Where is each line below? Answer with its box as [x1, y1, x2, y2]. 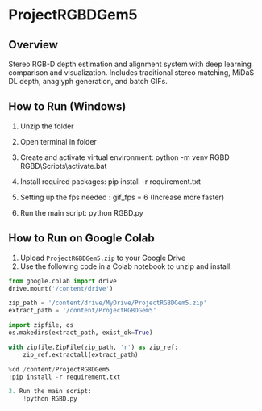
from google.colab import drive [8, 277, 117, 285]
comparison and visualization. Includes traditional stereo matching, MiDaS [8, 68, 255, 78]
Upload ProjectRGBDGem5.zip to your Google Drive [19, 253, 186, 262]
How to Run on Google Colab [8, 232, 155, 245]
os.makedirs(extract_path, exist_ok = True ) [8, 329, 153, 337]
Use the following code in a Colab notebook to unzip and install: [19, 261, 232, 271]
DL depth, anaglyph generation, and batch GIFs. [8, 77, 168, 86]
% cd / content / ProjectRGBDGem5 [8, 365, 110, 373]
